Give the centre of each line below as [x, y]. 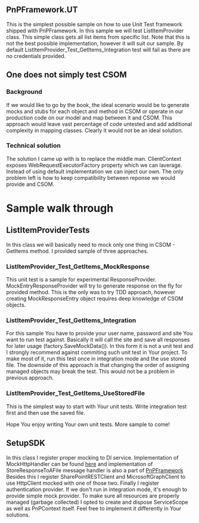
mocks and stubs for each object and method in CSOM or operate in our [95, 111]
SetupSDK [26, 443]
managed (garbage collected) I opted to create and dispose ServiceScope [97, 502]
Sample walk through [60, 208]
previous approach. [30, 378]
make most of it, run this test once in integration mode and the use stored [96, 359]
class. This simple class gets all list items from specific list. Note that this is [98, 37]
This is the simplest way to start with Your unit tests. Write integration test [97, 406]
